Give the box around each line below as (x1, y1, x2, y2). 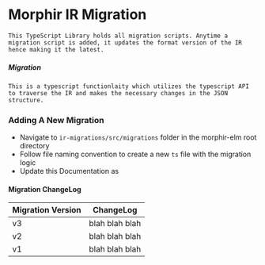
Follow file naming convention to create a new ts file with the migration (19, 149, 252, 159)
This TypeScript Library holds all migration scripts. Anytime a (8, 32, 228, 40)
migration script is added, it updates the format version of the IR (8, 38, 243, 47)
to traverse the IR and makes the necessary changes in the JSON (8, 89, 228, 97)
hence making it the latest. (8, 45, 104, 53)
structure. (8, 96, 44, 104)
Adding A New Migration (8, 114, 104, 125)
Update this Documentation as (19, 167, 119, 176)
